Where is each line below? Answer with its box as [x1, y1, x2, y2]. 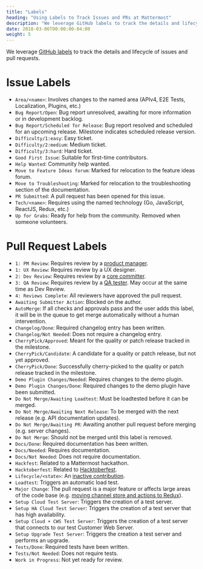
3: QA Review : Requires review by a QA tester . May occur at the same [14, 279, 187, 286]
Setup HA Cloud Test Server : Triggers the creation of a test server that [14, 505, 192, 511]
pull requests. [6, 55, 40, 62]
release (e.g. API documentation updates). [14, 414, 121, 422]
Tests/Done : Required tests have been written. [14, 544, 129, 550]
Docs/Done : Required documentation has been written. [14, 440, 149, 447]
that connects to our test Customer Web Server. [14, 524, 135, 531]
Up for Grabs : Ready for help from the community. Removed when [14, 212, 181, 219]
